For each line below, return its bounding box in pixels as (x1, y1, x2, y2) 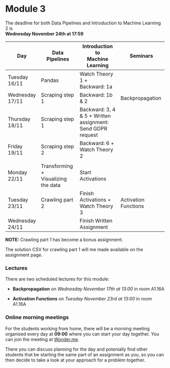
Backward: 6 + (79, 139, 114, 146)
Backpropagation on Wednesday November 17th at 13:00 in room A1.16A (12, 286, 164, 292)
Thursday (8, 115, 31, 122)
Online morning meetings (5, 314, 69, 321)
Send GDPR (79, 125, 108, 132)
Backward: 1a (79, 83, 113, 90)
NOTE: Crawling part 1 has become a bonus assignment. (5, 236, 123, 242)
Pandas (40, 77, 59, 84)
